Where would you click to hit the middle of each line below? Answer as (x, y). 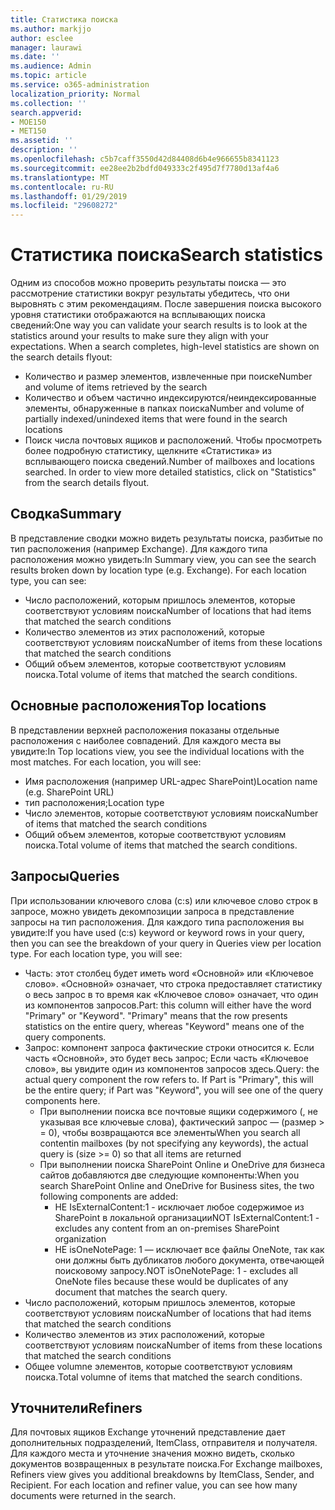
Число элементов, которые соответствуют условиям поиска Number (171, 813)
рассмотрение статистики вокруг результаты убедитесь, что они (150, 293)
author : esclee (42, 38)
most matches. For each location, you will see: (106, 762)
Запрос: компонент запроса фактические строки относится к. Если (169, 1047)
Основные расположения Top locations (138, 706)
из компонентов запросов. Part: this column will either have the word (168, 1005)
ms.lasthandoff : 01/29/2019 (69, 196)
